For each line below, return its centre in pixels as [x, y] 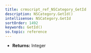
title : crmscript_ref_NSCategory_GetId [46, 9]
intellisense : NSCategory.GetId [38, 18]
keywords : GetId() [24, 27]
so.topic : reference [26, 32]
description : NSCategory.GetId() [39, 14]
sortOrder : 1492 [22, 23]
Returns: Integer [29, 46]
